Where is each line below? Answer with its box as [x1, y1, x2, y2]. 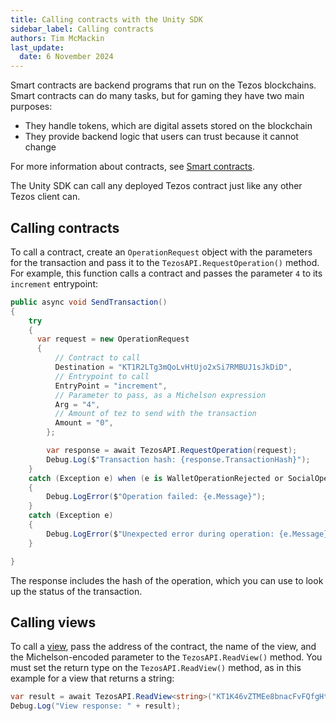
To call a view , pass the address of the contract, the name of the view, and [10, 641, 317, 653]
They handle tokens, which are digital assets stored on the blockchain [24, 120, 313, 132]
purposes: [10, 101, 53, 113]
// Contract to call [54, 353, 141, 363]
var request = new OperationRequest [36, 334, 190, 345]
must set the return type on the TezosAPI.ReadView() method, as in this [10, 662, 302, 674]
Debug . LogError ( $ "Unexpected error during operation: [46, 529, 275, 539]
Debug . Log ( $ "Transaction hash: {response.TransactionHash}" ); [46, 454, 311, 465]
